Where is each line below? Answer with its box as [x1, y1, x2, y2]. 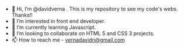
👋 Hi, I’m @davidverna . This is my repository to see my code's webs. [11, 6, 178, 12]
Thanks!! [11, 12, 33, 18]
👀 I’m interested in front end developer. [11, 18, 106, 24]
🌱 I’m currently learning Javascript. [11, 24, 96, 31]
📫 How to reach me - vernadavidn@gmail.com [11, 36, 126, 43]
